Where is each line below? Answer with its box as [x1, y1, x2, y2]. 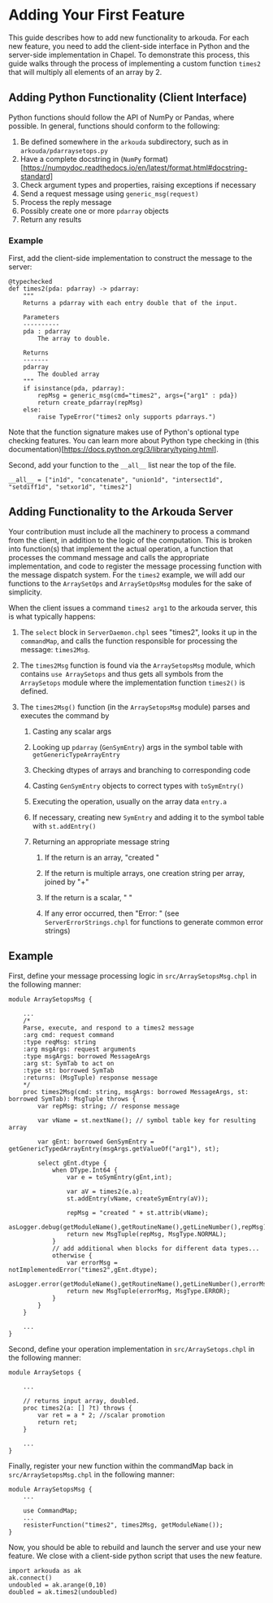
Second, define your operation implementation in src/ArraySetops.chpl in [8, 1344, 255, 1353]
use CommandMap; [23, 1506, 79, 1514]
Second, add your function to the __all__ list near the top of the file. [8, 460, 237, 470]
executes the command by [19, 710, 110, 721]
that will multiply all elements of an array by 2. [8, 67, 162, 76]
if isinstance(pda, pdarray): [23, 385, 126, 393]
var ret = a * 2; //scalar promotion [37, 1411, 165, 1419]
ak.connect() [8, 1574, 53, 1582]
